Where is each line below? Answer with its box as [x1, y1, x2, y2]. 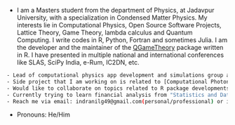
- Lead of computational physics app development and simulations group [6, 72, 224, 79]
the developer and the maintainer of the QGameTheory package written [16, 44, 224, 51]
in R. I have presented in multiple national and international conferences [16, 51, 224, 59]
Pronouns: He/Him [16, 110, 71, 119]
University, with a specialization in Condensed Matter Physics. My [16, 13, 208, 22]
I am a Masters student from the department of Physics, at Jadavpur [16, 6, 215, 14]
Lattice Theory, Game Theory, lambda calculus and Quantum [16, 28, 194, 37]
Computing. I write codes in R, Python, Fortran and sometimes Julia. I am [16, 36, 228, 44]
